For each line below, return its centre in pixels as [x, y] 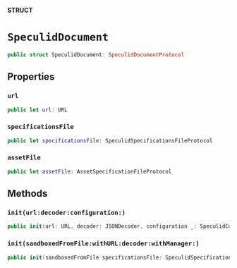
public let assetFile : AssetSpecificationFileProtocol [90, 171]
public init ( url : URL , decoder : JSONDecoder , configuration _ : [102, 226]
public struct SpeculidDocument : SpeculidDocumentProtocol [96, 55]
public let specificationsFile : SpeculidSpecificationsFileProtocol [110, 140]
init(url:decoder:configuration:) [66, 213]
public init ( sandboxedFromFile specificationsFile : [85, 257]
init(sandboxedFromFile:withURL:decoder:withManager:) [103, 244]
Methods [28, 194]
